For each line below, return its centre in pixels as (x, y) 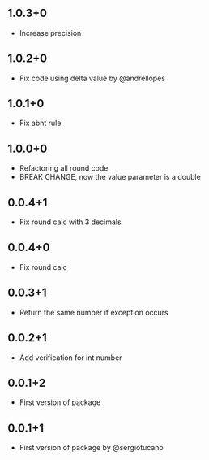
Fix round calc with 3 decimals (70, 222)
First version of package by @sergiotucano (91, 448)
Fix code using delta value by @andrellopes (92, 78)
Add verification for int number (70, 358)
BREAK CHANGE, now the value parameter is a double (110, 177)
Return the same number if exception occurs (94, 312)
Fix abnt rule (40, 123)
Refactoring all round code (64, 168)
